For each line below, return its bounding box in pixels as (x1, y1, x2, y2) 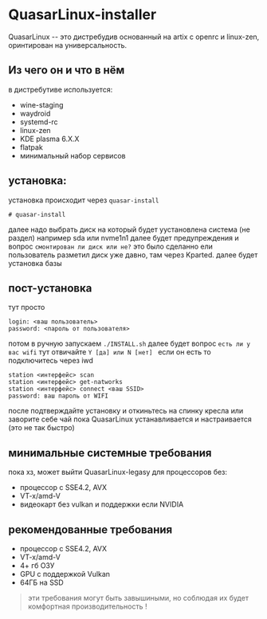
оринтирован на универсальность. (8, 40, 128, 49)
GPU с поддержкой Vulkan (19, 570, 110, 578)
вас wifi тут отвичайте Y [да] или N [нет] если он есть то (8, 347, 211, 357)
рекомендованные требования (8, 523, 173, 536)
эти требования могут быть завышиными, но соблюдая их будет (27, 594, 249, 602)
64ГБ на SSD (19, 578, 64, 587)
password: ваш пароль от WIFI (8, 392, 109, 400)
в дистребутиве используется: (8, 84, 113, 94)
